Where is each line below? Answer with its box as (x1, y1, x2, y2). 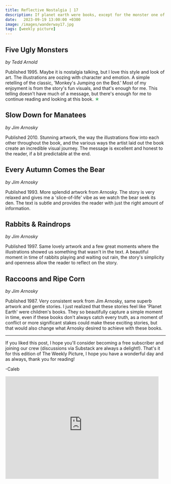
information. (5, 205, 31, 211)
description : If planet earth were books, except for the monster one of (5, 12, 165, 17)
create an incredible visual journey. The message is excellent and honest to (5, 145, 163, 151)
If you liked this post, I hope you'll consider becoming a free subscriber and (5, 340, 164, 346)
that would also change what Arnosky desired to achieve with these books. (5, 325, 163, 331)
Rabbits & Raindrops (5, 220, 71, 228)
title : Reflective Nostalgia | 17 (5, 7, 79, 13)
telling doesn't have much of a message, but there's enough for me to (5, 90, 152, 97)
